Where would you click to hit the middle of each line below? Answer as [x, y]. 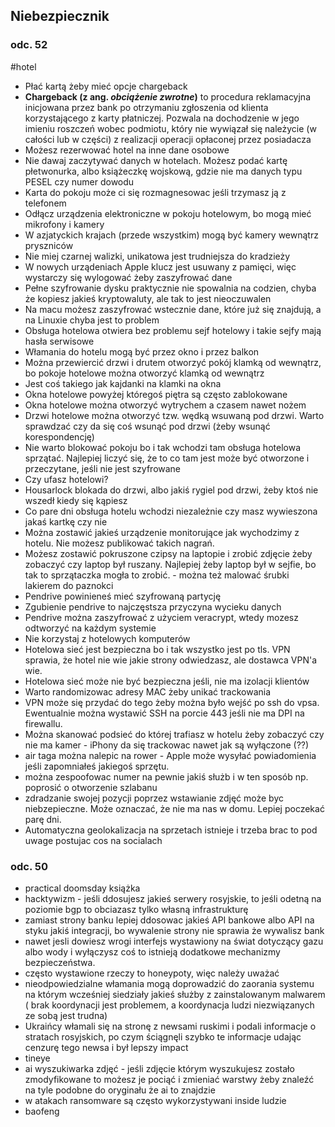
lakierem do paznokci [69, 585]
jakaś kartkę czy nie [66, 521]
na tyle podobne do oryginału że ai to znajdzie [120, 1090]
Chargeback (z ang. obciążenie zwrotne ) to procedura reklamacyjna [168, 96]
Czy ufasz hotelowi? [66, 479]
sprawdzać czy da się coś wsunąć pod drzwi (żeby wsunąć [147, 426]
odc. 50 [29, 866]
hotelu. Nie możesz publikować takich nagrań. [119, 543]
